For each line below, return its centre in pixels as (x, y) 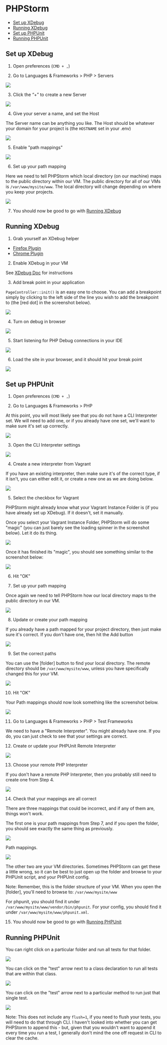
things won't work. (25, 814)
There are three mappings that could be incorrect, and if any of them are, (80, 808)
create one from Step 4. (30, 780)
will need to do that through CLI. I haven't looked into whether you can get (81, 1022)
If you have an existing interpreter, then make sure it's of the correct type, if (83, 474)
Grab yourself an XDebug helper (46, 238)
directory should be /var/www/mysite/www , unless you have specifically (77, 668)
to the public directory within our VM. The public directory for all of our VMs (83, 181)
